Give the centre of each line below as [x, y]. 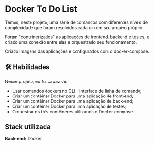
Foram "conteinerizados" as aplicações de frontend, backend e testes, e [77, 37]
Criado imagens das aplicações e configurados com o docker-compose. [77, 51]
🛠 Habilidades [27, 67]
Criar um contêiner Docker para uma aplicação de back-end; [73, 101]
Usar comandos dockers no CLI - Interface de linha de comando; [77, 91]
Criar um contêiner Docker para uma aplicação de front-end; [72, 96]
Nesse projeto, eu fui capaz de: [36, 81]
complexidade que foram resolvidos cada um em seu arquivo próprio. [74, 27]
